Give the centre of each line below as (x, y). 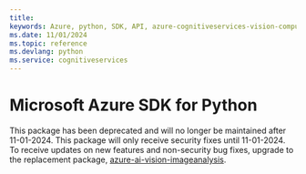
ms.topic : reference (49, 43)
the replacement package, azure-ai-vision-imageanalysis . (118, 159)
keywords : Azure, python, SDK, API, (79, 26)
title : (22, 18)
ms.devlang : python (46, 52)
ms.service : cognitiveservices (69, 60)
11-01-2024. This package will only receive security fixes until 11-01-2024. (148, 140)
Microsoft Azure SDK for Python (133, 105)
